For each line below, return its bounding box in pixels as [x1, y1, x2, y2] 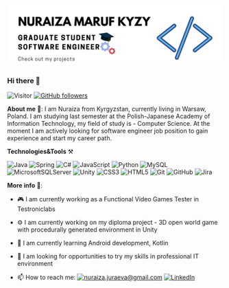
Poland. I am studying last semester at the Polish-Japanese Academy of [7, 112, 210, 120]
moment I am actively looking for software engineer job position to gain [7, 126, 208, 135]
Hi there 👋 [7, 76, 41, 85]
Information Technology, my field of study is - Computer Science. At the [7, 120, 210, 128]
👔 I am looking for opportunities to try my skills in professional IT [16, 252, 199, 261]
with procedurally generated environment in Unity [16, 225, 158, 234]
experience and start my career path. [7, 134, 112, 142]
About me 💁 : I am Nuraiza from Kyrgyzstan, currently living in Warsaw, [7, 105, 207, 113]
